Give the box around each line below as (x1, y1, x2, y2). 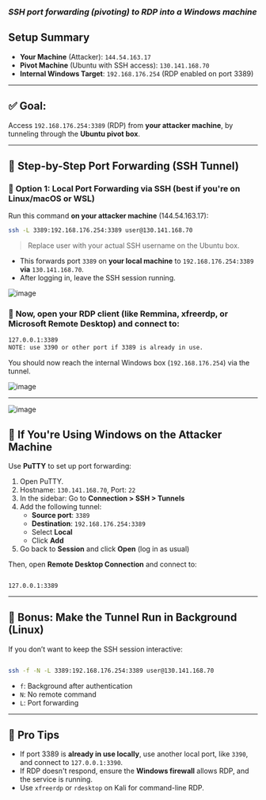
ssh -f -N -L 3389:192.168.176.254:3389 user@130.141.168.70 (8, 667, 215, 674)
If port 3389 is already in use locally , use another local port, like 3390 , (19, 749, 249, 759)
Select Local (31, 527, 73, 536)
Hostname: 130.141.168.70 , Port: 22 (19, 485, 136, 494)
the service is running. (19, 775, 93, 784)
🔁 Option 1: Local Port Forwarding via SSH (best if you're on (8, 183, 241, 194)
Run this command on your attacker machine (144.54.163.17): (8, 211, 209, 221)
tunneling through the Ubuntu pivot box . (8, 129, 141, 138)
